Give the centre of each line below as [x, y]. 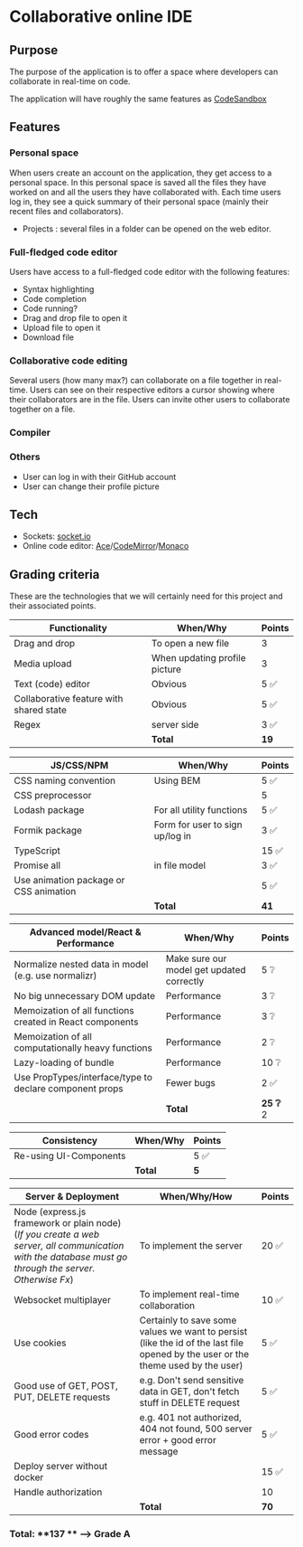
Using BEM [177, 781]
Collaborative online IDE [101, 17]
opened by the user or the [194, 1354]
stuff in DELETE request [190, 1403]
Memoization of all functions [74, 1011]
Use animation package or [69, 881]
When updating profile [199, 658]
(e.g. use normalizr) [55, 976]
